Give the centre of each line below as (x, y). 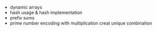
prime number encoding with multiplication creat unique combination (81, 23)
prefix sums (22, 18)
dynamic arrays (26, 7)
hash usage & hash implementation (46, 12)
